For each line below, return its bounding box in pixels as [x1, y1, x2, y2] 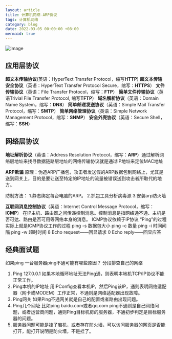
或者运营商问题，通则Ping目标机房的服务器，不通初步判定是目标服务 [21, 309, 166, 315]
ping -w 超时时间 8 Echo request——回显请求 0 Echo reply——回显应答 [11, 229, 162, 235]
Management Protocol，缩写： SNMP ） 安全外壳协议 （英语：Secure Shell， [5, 114, 165, 120]
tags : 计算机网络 [5, 17, 38, 22]
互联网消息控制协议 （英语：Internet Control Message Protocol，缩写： [5, 203, 155, 210]
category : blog [5, 21, 38, 27]
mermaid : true [5, 31, 36, 36]
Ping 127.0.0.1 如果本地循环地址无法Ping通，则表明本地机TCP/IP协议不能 [12, 270, 165, 277]
